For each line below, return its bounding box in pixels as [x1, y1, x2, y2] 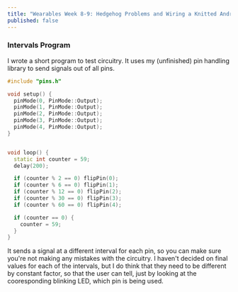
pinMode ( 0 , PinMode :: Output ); [13, 97, 103, 104]
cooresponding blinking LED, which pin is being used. [7, 277, 164, 286]
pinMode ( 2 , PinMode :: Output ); [13, 111, 103, 118]
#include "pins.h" [7, 77, 62, 85]
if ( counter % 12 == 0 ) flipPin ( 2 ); [13, 189, 122, 196]
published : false [7, 17, 59, 24]
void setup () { [7, 90, 52, 98]
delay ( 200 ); [13, 162, 50, 169]
